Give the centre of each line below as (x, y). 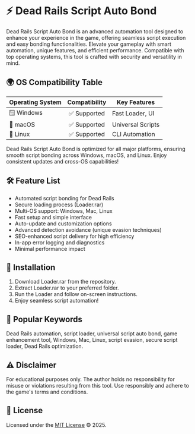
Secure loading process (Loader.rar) (59, 205)
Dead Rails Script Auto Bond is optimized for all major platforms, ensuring (96, 149)
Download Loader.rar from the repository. (65, 282)
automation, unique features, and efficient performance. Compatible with (95, 50)
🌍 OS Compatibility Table (54, 82)
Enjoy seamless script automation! (57, 301)
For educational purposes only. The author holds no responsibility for (90, 379)
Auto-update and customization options (63, 224)
